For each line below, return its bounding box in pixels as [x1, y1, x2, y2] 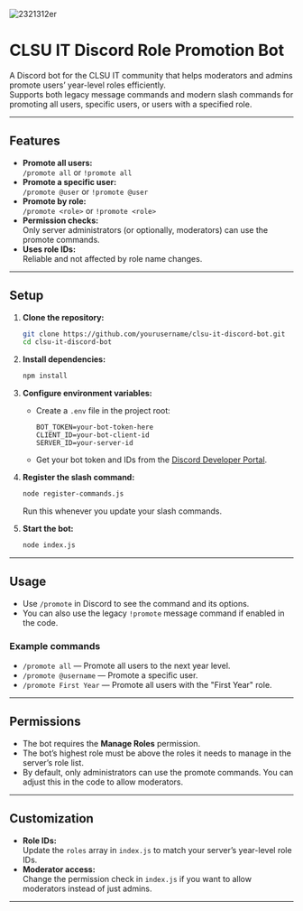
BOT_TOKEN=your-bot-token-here [35, 423, 154, 432]
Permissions [9, 714, 81, 730]
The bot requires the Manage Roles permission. [22, 738, 201, 748]
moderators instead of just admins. [22, 883, 152, 894]
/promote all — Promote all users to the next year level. [22, 660, 231, 672]
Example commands [9, 639, 101, 652]
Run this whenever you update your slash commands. [22, 506, 223, 516]
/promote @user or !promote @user [22, 186, 149, 197]
